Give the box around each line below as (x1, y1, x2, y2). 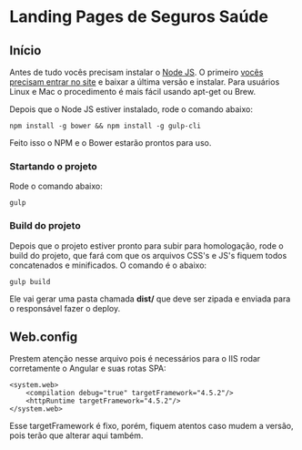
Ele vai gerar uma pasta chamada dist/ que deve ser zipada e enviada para (9, 293, 291, 304)
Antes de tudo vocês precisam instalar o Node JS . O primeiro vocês (9, 66, 264, 77)
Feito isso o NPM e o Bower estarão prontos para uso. (9, 138, 212, 148)
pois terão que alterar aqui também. (9, 430, 144, 441)
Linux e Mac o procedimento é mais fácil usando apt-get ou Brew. (9, 87, 257, 97)
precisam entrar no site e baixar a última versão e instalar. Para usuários (9, 77, 280, 87)
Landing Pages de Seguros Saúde (9, 6, 268, 27)
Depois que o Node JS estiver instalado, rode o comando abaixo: (9, 104, 253, 115)
